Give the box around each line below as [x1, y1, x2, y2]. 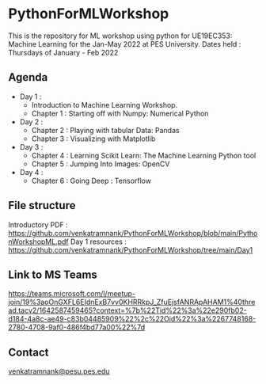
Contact [8, 345, 49, 359]
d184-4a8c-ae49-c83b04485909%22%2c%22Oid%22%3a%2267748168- [8, 314, 256, 324]
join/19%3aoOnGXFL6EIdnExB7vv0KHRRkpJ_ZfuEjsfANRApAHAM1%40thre [8, 298, 256, 307]
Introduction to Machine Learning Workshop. [31, 100, 178, 109]
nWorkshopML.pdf [8, 237, 69, 246]
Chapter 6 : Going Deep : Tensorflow [31, 176, 152, 185]
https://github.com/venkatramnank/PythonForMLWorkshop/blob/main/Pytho [8, 228, 258, 238]
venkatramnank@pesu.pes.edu [8, 367, 110, 376]
